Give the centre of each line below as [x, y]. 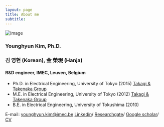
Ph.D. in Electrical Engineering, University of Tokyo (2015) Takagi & [81, 84]
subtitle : [16, 19]
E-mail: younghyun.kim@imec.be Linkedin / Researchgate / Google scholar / [82, 115]
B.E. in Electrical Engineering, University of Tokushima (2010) [76, 105]
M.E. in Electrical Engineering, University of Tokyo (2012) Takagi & [81, 94]
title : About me [22, 14]
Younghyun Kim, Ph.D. [33, 46]
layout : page [19, 10]
